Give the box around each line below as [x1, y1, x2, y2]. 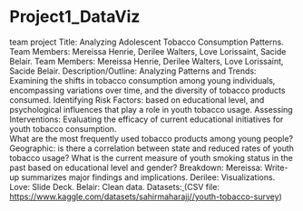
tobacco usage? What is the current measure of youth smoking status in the [9, 152, 293, 163]
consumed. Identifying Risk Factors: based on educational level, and [9, 94, 265, 105]
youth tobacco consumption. [9, 123, 117, 134]
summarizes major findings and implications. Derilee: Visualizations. [21, 171, 276, 183]
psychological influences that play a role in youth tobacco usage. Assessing [9, 104, 293, 115]
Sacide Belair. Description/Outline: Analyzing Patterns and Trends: [9, 65, 257, 76]
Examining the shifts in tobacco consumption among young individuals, [9, 75, 276, 85]
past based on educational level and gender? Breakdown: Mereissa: [9, 162, 263, 173]
